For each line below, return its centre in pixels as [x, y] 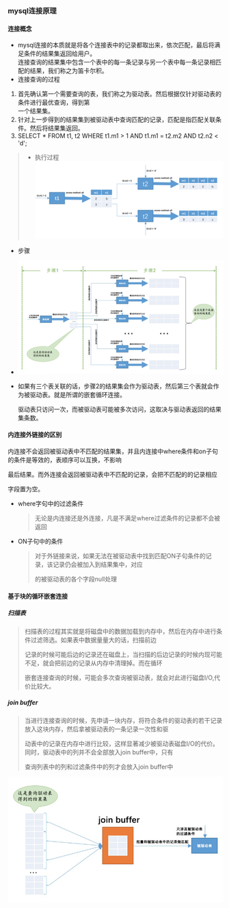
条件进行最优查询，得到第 [54, 103]
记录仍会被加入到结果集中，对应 [98, 564]
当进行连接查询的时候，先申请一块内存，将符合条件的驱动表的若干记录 [123, 721]
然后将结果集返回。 [57, 128]
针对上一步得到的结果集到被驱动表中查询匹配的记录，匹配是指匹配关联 [117, 120]
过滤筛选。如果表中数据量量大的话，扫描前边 [93, 640]
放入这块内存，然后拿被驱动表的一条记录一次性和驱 [96, 729]
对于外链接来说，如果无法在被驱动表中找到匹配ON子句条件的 [120, 555]
